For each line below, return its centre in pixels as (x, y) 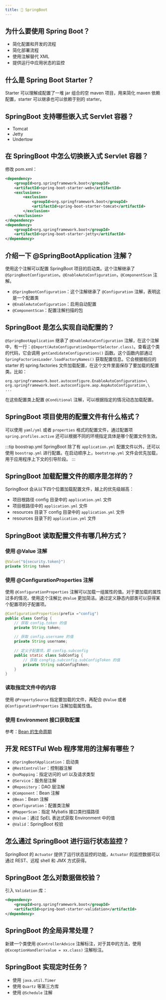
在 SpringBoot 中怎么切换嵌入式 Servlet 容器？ (77, 156)
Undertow (23, 140)
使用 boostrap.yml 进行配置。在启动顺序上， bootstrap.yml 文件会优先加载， (83, 453)
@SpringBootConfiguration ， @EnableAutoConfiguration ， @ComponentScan (79, 275)
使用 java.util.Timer (34, 980)
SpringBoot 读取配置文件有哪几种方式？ (66, 535)
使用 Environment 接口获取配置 (43, 719)
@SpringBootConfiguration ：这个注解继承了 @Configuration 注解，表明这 (86, 291)
